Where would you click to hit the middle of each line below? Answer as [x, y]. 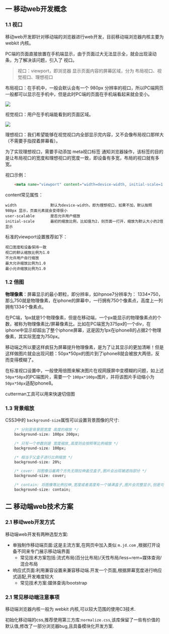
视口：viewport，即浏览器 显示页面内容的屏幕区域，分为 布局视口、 [87, 71]
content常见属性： [24, 195]
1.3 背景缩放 [20, 408]
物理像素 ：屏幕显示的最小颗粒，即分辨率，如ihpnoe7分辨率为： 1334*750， [84, 294]
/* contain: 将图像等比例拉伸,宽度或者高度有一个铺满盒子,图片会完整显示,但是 [87, 485]
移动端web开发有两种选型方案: [37, 534]
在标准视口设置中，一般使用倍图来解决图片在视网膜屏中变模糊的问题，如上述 [84, 371]
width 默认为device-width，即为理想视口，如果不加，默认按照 [79, 205]
